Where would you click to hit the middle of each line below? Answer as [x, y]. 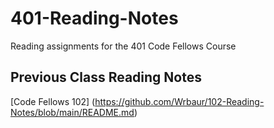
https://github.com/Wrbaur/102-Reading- [179, 101]
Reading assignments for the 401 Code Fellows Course [123, 46]
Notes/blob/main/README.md [72, 112]
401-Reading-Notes [94, 18]
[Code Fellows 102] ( [53, 101]
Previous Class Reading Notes [106, 77]
